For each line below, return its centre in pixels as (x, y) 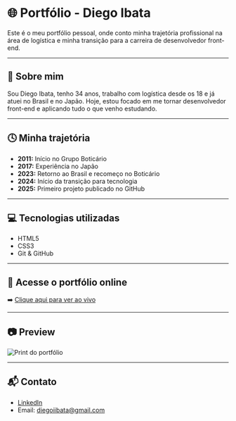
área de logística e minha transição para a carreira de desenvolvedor (107, 40)
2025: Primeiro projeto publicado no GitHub (81, 189)
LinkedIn (30, 402)
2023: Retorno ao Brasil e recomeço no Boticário (88, 173)
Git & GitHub (35, 253)
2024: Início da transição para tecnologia (77, 181)
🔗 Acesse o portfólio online (67, 282)
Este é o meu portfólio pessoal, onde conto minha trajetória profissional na (115, 32)
